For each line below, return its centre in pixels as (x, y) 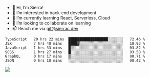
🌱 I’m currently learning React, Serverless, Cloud (61, 18)
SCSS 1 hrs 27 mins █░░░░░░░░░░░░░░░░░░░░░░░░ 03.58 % (75, 52)
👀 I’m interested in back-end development (54, 13)
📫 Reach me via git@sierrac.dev (45, 29)
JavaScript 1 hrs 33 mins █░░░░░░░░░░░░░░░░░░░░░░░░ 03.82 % (75, 48)
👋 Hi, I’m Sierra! (28, 8)
